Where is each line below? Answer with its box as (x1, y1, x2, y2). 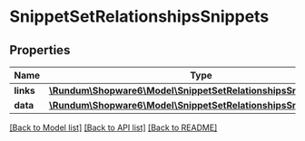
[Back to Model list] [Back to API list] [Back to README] (9, 122, 218, 133)
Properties (9, 42, 71, 58)
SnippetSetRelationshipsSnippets (9, 6, 270, 27)
